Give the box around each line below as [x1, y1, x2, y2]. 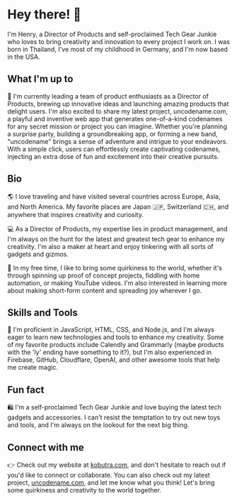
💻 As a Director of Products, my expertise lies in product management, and [7, 224, 228, 233]
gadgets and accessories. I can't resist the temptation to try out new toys [7, 413, 221, 422]
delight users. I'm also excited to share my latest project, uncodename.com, [7, 106, 229, 116]
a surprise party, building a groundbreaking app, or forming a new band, [7, 129, 218, 138]
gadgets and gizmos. [7, 250, 69, 258]
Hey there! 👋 [7, 6, 81, 23]
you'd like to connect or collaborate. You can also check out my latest [7, 471, 210, 479]
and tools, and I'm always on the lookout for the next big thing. [7, 421, 190, 429]
